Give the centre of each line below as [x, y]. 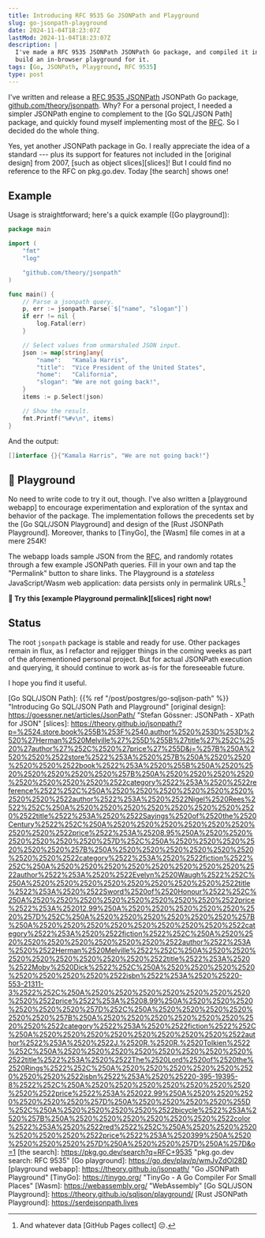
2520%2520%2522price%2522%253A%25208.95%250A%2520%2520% [131, 832]
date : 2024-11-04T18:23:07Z [54, 30]
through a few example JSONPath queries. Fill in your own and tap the [122, 565]
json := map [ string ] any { [63, 353]
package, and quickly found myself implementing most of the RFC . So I [123, 122]
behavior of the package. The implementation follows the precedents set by [131, 516]
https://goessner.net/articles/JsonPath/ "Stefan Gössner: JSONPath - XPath [131, 715]
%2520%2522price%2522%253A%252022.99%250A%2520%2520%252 [131, 1093]
